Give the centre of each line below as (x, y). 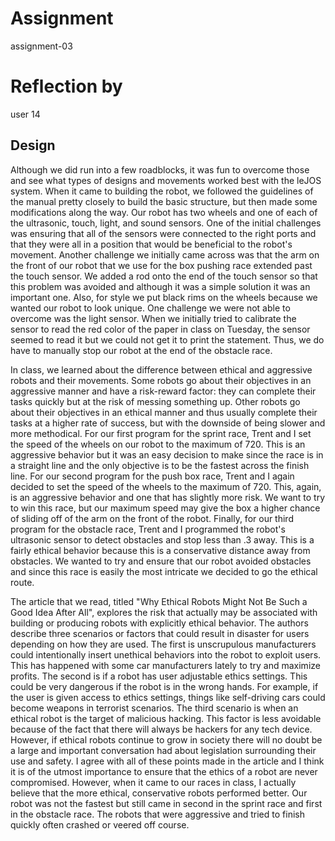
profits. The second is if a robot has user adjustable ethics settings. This (159, 676)
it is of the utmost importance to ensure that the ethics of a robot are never (164, 771)
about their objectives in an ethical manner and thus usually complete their (164, 412)
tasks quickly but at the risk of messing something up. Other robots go (155, 401)
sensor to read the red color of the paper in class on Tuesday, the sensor (160, 329)
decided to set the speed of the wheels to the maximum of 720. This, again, (166, 486)
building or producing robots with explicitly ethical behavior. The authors (159, 623)
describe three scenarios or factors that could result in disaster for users (160, 633)
